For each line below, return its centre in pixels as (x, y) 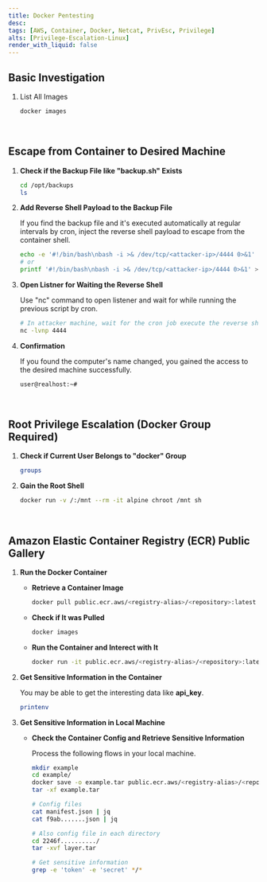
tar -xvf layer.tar (64, 849)
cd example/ (51, 775)
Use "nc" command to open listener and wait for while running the (128, 300)
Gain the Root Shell (52, 486)
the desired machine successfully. (76, 369)
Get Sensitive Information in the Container (91, 677)
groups (31, 470)
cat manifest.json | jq (71, 812)
